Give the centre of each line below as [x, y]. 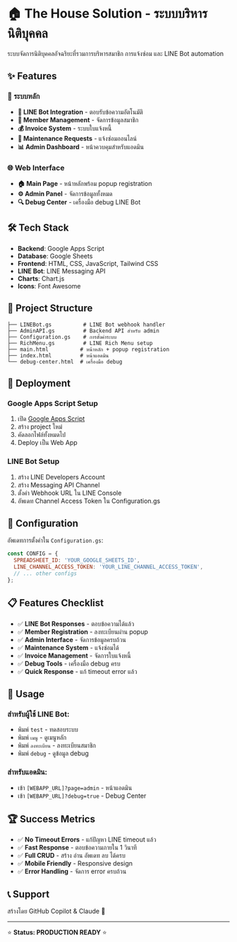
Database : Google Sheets [55, 256]
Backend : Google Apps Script [61, 248]
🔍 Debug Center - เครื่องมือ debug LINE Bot [79, 202]
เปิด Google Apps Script [51, 419]
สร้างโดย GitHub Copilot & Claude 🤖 [56, 911]
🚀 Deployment [39, 383]
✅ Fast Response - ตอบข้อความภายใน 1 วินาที [77, 848]
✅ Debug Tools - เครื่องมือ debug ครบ [69, 663]
